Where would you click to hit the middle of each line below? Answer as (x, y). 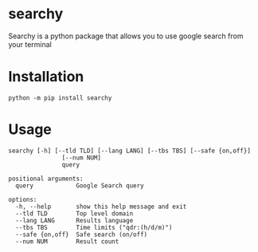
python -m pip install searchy (60, 98)
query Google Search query (80, 185)
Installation (46, 77)
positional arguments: (46, 179)
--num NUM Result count (67, 241)
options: (23, 199)
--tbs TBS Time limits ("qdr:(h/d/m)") (94, 227)
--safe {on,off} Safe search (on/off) (82, 234)
